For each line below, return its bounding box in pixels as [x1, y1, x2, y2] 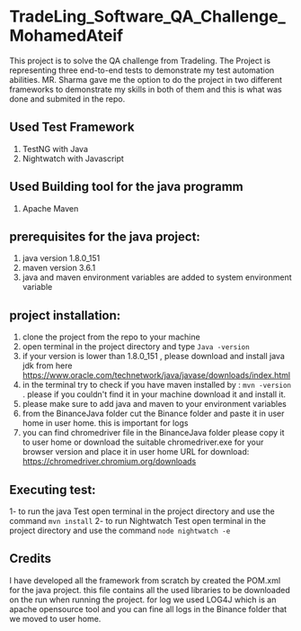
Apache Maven [22, 203, 79, 213]
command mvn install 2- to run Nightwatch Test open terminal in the [9, 516, 267, 526]
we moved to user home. [9, 613, 102, 624]
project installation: [9, 308, 121, 323]
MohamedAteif [9, 25, 124, 46]
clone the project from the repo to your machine [22, 331, 200, 343]
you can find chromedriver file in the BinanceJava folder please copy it [22, 428, 285, 438]
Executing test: [9, 482, 96, 497]
